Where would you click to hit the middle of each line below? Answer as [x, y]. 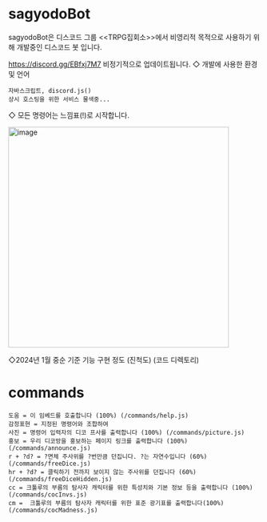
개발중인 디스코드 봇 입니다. [59, 47]
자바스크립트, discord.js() [50, 90]
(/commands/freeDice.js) [50, 464]
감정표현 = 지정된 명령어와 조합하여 [58, 424]
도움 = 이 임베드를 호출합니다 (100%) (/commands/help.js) [99, 416]
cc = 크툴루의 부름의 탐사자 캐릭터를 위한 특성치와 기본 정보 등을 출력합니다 [118, 488]
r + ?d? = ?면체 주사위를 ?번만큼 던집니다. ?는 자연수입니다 [97, 456]
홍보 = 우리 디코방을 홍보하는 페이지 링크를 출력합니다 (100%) [98, 441]
